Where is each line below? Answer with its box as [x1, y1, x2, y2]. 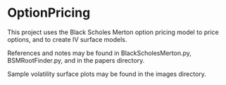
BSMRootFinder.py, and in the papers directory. [7, 56, 145, 64]
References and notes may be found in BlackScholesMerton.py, [7, 49, 192, 57]
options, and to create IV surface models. [7, 35, 127, 43]
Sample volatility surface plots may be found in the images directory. [7, 70, 206, 78]
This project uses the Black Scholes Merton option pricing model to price [7, 28, 220, 36]
